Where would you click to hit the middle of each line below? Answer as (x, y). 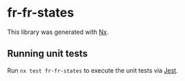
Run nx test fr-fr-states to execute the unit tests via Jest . (92, 70)
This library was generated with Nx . (58, 32)
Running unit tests (47, 54)
